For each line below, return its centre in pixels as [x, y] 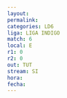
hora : [15, 78]
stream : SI [23, 71]
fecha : [17, 84]
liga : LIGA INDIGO [33, 33]
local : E [20, 46]
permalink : [23, 20]
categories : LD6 [30, 26]
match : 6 [20, 39]
